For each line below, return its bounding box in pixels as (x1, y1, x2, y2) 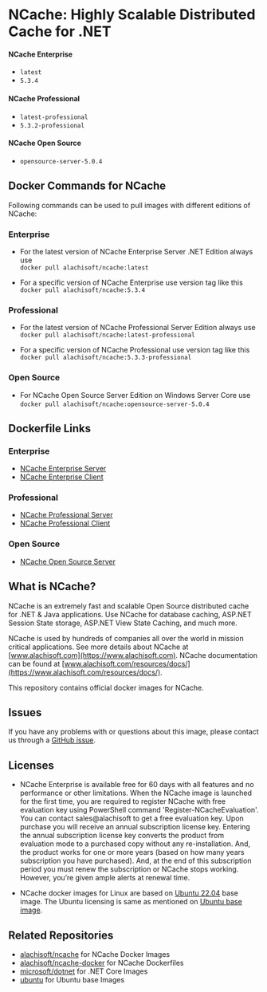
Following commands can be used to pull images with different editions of (8, 200, 251, 210)
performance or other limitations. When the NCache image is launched (19, 788, 253, 798)
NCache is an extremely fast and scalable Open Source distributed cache (8, 600, 249, 611)
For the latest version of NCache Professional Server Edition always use (19, 323, 257, 333)
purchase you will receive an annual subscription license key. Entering (19, 822, 251, 832)
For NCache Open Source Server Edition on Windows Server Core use (19, 390, 251, 400)
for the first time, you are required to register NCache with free (19, 797, 226, 806)
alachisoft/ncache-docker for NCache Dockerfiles (19, 959, 184, 968)
